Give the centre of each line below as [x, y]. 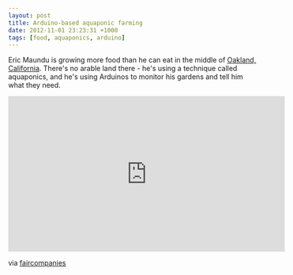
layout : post [30, 15]
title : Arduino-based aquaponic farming [76, 23]
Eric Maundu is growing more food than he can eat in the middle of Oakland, [132, 60]
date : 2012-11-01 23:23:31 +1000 [63, 30]
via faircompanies [37, 263]
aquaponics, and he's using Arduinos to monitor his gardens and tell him [126, 77]
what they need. [34, 85]
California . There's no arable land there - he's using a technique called [123, 69]
